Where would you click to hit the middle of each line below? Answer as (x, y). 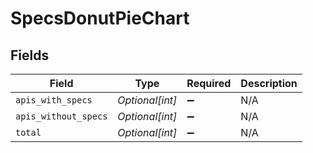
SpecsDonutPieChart (100, 18)
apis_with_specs (54, 100)
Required (209, 83)
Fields (30, 55)
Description (269, 83)
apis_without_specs (61, 116)
